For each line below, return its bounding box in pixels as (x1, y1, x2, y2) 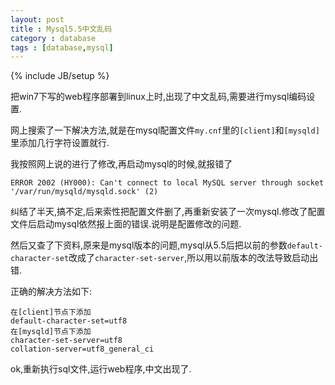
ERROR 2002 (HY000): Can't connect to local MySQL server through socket (10, 178, 325, 188)
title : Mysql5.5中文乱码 (10, 24, 113, 34)
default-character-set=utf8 (10, 316, 128, 326)
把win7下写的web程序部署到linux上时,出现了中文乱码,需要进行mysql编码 (10, 91, 307, 103)
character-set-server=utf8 (10, 336, 123, 346)
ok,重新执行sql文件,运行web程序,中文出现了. (10, 363, 192, 375)
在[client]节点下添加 (10, 307, 92, 318)
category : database (10, 33, 97, 43)
